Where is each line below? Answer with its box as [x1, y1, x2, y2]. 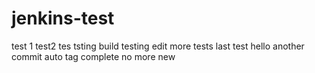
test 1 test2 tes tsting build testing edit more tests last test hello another [11, 40, 305, 52]
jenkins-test [11, 7, 115, 30]
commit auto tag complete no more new [11, 50, 176, 62]
